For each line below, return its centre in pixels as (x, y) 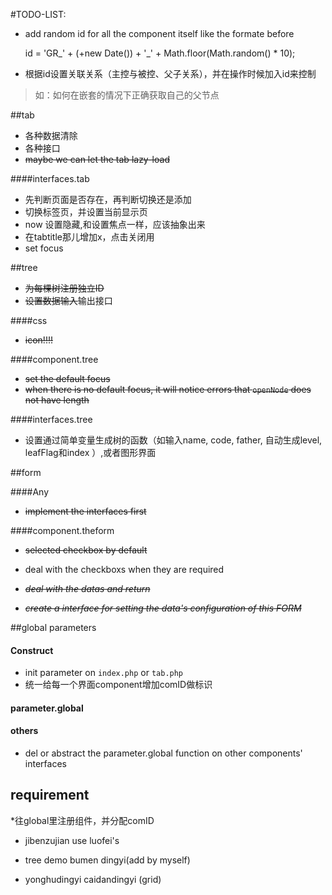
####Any (30, 492)
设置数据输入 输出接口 (68, 300)
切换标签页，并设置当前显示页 (86, 212)
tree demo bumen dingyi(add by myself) (107, 860)
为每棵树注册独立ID (64, 288)
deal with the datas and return (87, 588)
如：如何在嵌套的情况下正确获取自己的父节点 (127, 95)
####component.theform (62, 530)
